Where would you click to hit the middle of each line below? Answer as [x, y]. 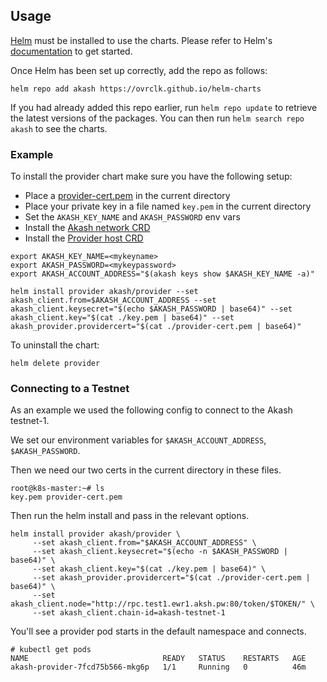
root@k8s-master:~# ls [57, 489]
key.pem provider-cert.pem [66, 497]
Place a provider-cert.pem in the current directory [127, 196]
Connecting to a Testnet [70, 389]
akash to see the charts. [59, 128]
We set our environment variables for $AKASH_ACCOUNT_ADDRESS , [138, 440]
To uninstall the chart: [55, 345]
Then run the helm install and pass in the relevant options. [130, 516]
